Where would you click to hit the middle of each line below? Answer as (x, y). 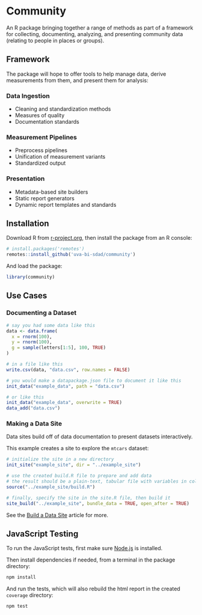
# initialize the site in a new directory (60, 459)
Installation (28, 224)
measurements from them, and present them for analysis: (77, 80)
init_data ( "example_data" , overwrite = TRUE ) (64, 403)
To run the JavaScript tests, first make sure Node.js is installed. (84, 548)
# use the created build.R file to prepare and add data (79, 476)
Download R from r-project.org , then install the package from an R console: (99, 238)
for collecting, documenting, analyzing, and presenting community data (95, 34)
